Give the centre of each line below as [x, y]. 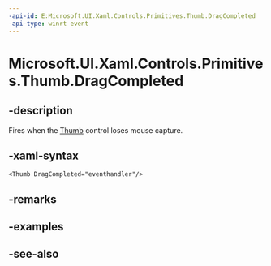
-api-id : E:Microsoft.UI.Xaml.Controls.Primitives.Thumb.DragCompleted [132, 16]
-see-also [34, 254]
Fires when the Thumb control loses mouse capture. [96, 130]
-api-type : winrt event [49, 24]
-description [41, 111]
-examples [36, 227]
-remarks [32, 199]
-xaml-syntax [44, 155]
